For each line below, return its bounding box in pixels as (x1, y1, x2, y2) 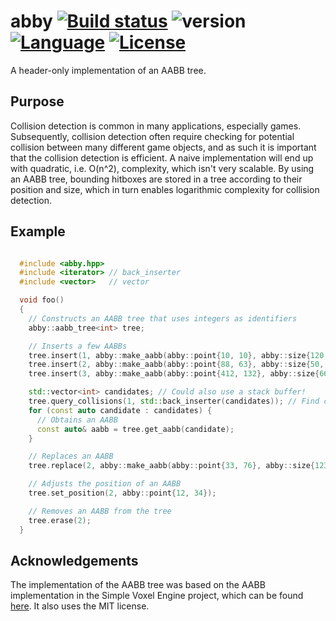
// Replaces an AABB (28, 451, 114, 462)
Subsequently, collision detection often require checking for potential (10, 130, 295, 142)
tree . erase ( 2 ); (28, 515, 92, 525)
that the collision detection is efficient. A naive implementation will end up (10, 151, 314, 164)
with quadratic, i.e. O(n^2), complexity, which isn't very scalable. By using (10, 162, 315, 174)
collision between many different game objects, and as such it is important (10, 141, 317, 153)
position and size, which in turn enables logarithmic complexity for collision (10, 183, 320, 195)
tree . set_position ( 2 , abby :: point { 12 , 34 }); (28, 488, 217, 499)
